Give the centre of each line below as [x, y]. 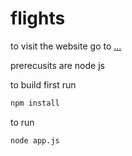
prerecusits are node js [57, 65]
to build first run [43, 84]
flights [38, 18]
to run [22, 122]
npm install [35, 103]
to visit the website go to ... [66, 46]
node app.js [35, 140]
